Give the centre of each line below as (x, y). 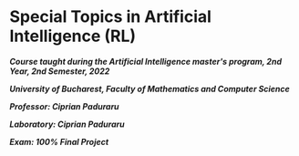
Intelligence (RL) (73, 36)
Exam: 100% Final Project (59, 141)
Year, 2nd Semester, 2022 (60, 71)
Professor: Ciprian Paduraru (65, 106)
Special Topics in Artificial (111, 17)
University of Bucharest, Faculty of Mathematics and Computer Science (149, 88)
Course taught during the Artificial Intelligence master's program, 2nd (146, 61)
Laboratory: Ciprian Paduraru (67, 124)
